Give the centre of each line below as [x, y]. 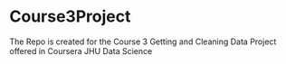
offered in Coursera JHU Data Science [81, 50]
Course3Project [70, 17]
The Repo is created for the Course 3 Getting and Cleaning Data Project [143, 41]
